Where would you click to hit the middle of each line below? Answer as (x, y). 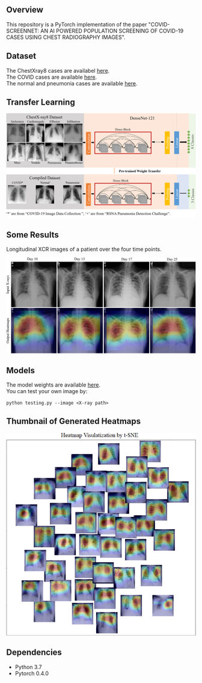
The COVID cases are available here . (52, 77)
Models (20, 370)
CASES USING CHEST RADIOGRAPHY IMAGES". (66, 37)
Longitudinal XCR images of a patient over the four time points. (84, 250)
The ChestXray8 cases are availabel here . (58, 70)
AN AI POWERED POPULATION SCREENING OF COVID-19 (112, 31)
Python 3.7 (28, 667)
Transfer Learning (41, 103)
